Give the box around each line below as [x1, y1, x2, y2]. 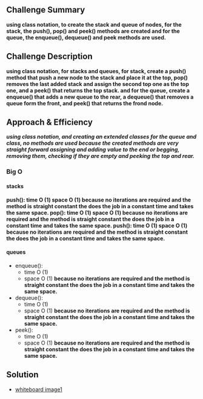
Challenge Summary [6, 5, 85, 15]
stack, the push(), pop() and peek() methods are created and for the [6, 27, 180, 35]
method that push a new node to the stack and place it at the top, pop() [6, 74, 188, 81]
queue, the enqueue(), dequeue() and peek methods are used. [6, 33, 167, 41]
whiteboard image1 [15, 386, 62, 393]
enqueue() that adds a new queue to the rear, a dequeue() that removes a [6, 93, 194, 101]
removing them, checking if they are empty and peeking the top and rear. [6, 153, 195, 160]
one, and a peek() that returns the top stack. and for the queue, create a [6, 87, 190, 94]
